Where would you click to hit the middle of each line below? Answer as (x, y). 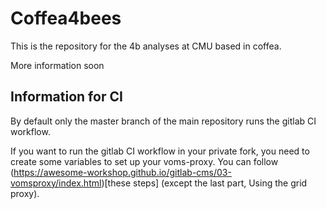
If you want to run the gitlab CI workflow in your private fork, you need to (160, 151)
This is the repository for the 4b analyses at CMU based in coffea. (146, 46)
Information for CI (66, 97)
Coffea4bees (66, 18)
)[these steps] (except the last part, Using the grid (204, 183)
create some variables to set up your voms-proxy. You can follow (144, 161)
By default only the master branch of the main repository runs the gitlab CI (163, 121)
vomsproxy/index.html (56, 183)
